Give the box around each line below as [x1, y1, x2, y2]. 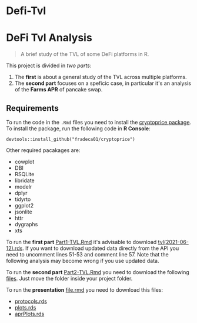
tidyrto [14, 196, 31, 203]
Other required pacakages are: [6, 146, 81, 154]
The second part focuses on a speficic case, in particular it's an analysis [14, 80, 191, 87]
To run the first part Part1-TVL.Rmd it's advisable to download [6, 238, 157, 245]
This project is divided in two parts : [6, 62, 92, 69]
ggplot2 [14, 202, 34, 209]
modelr [14, 183, 32, 190]
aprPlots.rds [14, 310, 45, 317]
